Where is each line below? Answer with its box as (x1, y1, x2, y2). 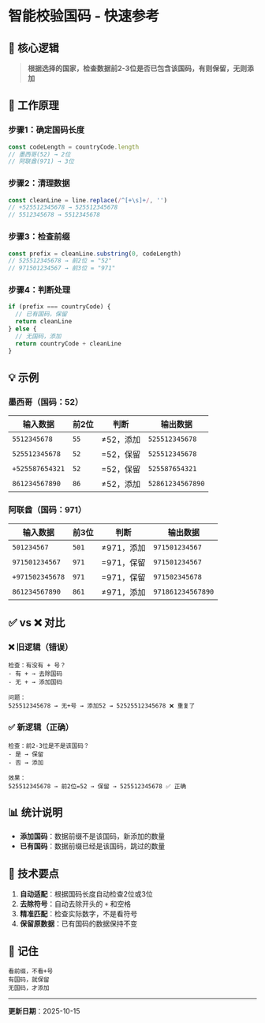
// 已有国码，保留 (15, 310, 68, 319)
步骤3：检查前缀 (8, 231, 71, 242)
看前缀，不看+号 (8, 967, 54, 975)
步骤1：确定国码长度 (8, 124, 85, 135)
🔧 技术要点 (8, 866, 59, 880)
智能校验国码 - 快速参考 (8, 7, 160, 25)
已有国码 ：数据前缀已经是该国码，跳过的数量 (19, 841, 166, 851)
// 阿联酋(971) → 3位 (8, 157, 75, 166)
